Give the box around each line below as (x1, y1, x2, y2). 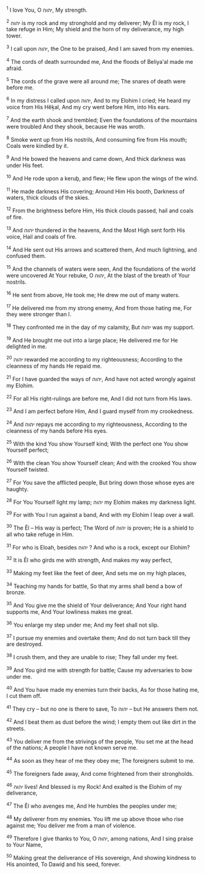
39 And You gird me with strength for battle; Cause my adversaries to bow (6, 665, 193, 674)
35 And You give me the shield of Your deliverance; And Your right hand (6, 601, 187, 609)
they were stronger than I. (6, 311, 72, 318)
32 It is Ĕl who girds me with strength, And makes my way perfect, (6, 555, 173, 563)
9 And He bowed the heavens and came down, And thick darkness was (6, 154, 186, 162)
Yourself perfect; (6, 446, 49, 454)
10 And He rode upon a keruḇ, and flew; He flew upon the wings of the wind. (6, 173, 198, 182)
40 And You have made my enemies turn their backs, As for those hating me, (6, 684, 199, 693)
